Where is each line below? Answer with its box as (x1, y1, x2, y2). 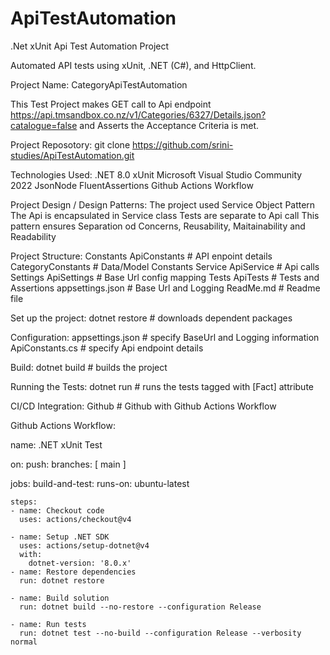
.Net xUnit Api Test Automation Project (10, 40, 170, 52)
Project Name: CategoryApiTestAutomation (10, 78, 188, 91)
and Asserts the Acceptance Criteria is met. (79, 119, 260, 131)
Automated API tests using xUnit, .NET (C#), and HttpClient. (10, 59, 257, 71)
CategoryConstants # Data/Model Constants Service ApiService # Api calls (10, 260, 320, 272)
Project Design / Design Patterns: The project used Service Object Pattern (10, 198, 316, 211)
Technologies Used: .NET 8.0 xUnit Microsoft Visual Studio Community (10, 168, 303, 181)
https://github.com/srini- (131, 138, 234, 151)
